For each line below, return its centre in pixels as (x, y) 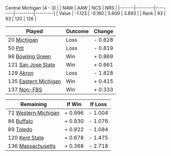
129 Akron (21, 73)
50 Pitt (16, 48)
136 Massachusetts (32, 146)
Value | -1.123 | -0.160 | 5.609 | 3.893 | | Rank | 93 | (112, 13)
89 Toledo (20, 129)
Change (103, 31)
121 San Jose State (32, 65)
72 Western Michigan (34, 113)
